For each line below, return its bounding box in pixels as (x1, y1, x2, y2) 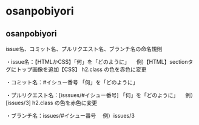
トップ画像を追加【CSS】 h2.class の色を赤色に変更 (16, 66, 147, 73)
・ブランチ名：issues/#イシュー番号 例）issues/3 (5, 112, 135, 119)
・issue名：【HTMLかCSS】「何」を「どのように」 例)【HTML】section (5, 58, 189, 65)
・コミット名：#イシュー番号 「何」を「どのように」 (5, 79, 138, 86)
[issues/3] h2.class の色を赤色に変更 (5, 99, 98, 106)
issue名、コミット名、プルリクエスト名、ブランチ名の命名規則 (5, 46, 163, 52)
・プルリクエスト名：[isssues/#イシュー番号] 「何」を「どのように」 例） (5, 92, 197, 98)
